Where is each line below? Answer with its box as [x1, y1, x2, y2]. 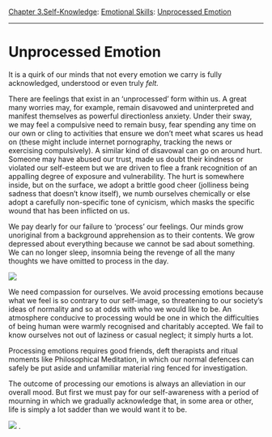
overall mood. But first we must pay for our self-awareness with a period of [8, 387, 259, 396]
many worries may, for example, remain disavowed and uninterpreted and [8, 102, 254, 112]
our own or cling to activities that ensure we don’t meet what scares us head [8, 128, 264, 138]
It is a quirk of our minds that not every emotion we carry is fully [8, 69, 223, 79]
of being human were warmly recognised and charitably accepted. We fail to [8, 321, 264, 331]
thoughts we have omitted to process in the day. [8, 255, 169, 266]
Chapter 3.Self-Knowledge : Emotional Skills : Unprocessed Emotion [8, 7, 232, 16]
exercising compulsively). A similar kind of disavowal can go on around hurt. [8, 145, 263, 155]
